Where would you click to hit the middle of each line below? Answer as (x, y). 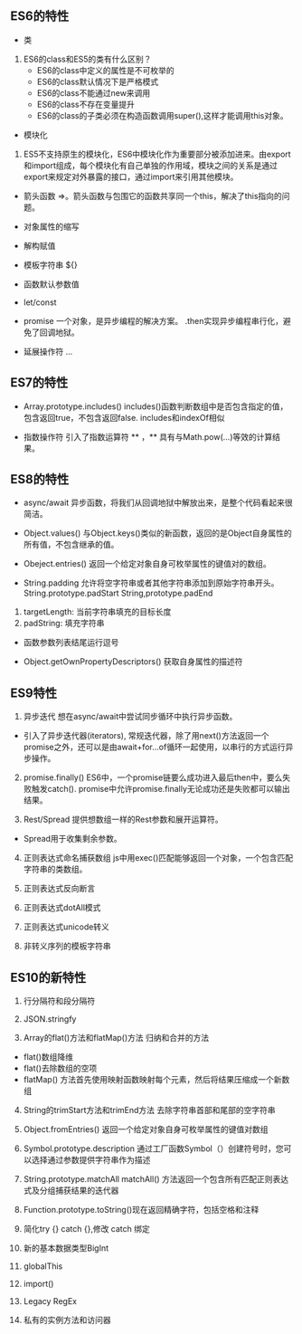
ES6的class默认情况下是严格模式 (98, 81)
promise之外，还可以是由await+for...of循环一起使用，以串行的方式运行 (154, 747)
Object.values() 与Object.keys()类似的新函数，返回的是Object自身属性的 (157, 533)
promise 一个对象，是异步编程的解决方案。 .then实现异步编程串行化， (153, 320)
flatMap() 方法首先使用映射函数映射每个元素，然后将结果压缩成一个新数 (156, 1080)
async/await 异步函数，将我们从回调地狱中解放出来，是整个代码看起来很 (158, 503)
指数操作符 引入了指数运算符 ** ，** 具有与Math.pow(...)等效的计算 (148, 436)
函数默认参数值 (51, 284)
